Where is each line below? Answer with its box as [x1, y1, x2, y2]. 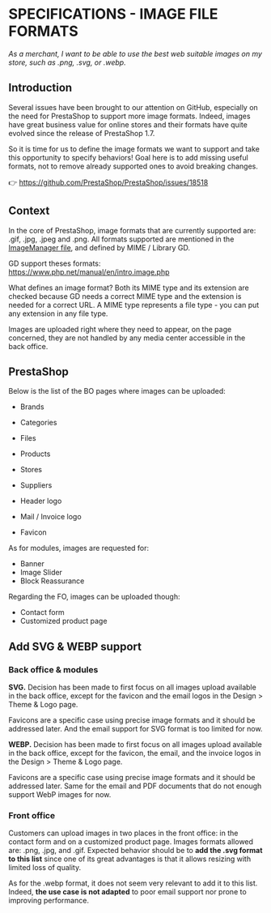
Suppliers [19, 480, 53, 490]
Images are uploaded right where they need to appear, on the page [8, 324, 232, 334]
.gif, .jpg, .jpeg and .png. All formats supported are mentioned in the [8, 234, 235, 244]
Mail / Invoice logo [19, 512, 83, 522]
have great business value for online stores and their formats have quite [8, 119, 248, 130]
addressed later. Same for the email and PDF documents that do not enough [8, 781, 262, 791]
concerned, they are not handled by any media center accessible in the [8, 333, 246, 343]
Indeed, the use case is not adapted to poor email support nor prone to [8, 887, 247, 897]
